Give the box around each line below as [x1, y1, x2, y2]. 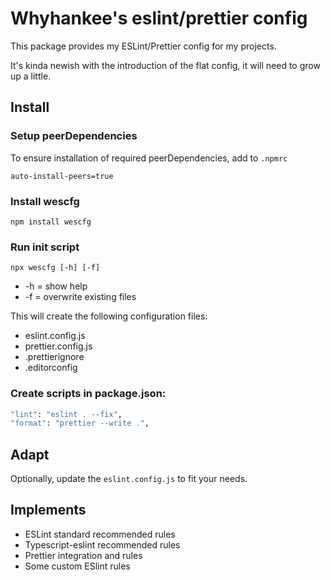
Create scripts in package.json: [10, 387, 167, 401]
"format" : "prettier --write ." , [10, 418, 150, 429]
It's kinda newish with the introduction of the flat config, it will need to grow [10, 59, 321, 71]
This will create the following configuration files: [10, 310, 208, 322]
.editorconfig [24, 362, 78, 374]
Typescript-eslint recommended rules [24, 538, 181, 551]
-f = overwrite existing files [24, 291, 137, 303]
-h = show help [24, 280, 88, 292]
